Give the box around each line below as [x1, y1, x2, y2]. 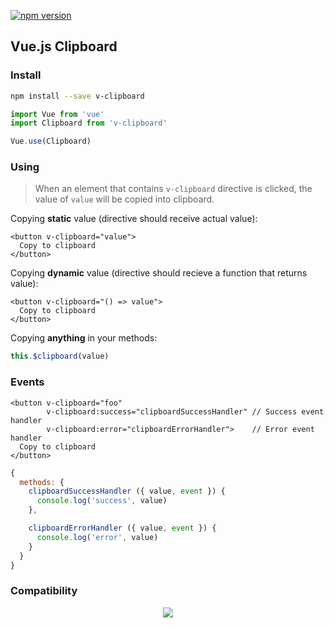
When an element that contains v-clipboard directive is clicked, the [34, 183, 313, 195]
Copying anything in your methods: [10, 332, 158, 344]
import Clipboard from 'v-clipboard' [10, 118, 168, 129]
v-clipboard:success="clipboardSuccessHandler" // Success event [46, 406, 325, 417]
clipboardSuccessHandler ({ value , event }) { [28, 486, 226, 497]
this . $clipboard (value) [10, 351, 110, 362]
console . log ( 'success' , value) [36, 496, 168, 506]
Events [10, 375, 45, 389]
